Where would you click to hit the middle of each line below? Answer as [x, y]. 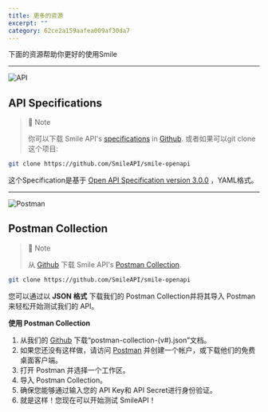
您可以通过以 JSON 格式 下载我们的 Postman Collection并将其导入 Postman [132, 296]
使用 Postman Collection [49, 323]
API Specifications [55, 103]
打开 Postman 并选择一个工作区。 [75, 370]
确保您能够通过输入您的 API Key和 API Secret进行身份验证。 [118, 390]
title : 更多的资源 [36, 16]
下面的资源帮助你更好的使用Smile [63, 54]
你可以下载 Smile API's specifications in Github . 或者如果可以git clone [142, 139]
